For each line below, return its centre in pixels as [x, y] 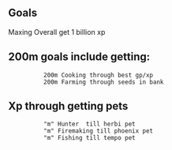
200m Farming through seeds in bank [103, 82]
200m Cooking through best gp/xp [98, 75]
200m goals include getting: [79, 57]
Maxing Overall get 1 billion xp [57, 32]
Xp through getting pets [68, 106]
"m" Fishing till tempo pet [89, 138]
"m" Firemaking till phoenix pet [98, 131]
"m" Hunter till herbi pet [89, 124]
